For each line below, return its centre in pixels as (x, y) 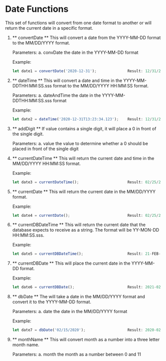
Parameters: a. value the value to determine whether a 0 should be (80, 143)
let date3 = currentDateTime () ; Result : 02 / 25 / (85, 182)
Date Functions (37, 9)
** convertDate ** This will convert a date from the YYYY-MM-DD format (86, 38)
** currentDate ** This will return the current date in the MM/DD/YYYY (84, 192)
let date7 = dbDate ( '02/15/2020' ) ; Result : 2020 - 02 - (87, 330)
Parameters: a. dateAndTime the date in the (57, 95)
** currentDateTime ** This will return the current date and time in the (83, 158)
